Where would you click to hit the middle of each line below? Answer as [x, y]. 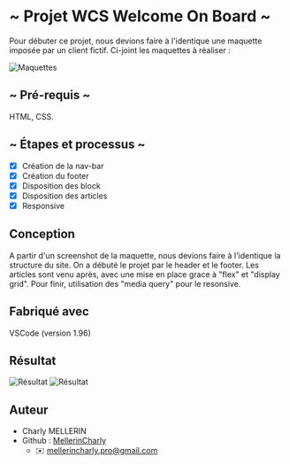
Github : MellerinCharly [64, 441]
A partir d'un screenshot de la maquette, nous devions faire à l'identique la [145, 255]
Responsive [43, 205]
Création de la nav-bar [63, 166]
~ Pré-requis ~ [50, 95]
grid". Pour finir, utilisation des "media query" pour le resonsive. [125, 283]
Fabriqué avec [49, 312]
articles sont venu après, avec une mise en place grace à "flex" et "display [144, 274]
